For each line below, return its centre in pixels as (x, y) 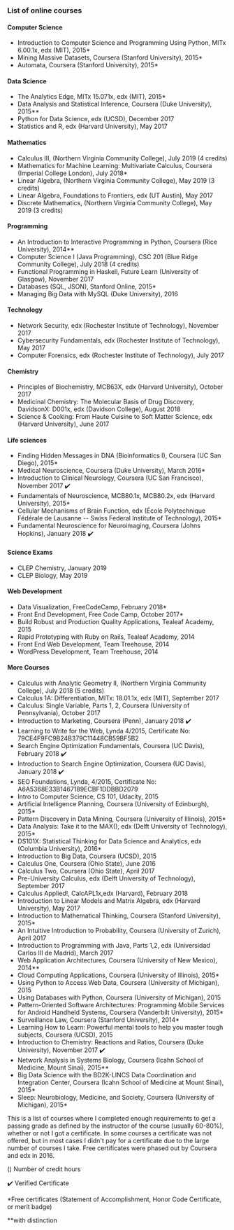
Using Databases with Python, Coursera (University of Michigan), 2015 (119, 997)
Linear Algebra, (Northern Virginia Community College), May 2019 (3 (116, 180)
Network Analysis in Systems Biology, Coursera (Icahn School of (110, 1060)
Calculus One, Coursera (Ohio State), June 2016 (86, 863)
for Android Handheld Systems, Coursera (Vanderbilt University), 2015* (120, 1012)
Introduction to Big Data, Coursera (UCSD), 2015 (87, 856)
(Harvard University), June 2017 (63, 424)
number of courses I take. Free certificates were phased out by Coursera (112, 1148)
